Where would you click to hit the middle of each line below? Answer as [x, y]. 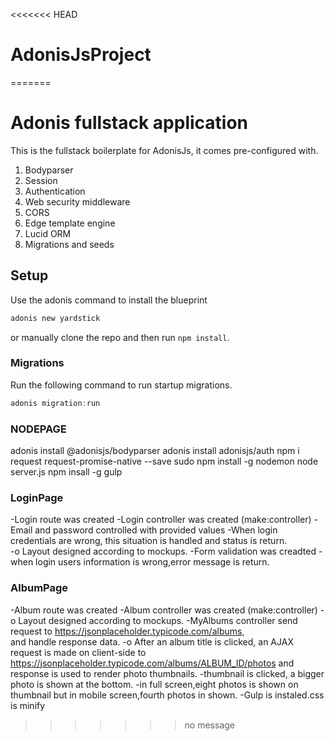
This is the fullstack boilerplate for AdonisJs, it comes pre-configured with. [164, 150]
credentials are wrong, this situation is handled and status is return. [149, 541]
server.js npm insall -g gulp [66, 472]
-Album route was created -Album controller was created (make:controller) [164, 610]
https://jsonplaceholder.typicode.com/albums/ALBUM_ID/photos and [152, 663]
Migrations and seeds [69, 244]
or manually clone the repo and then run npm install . [120, 337]
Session [41, 180]
